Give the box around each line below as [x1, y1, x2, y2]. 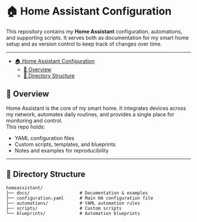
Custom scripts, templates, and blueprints [14, 141, 116, 148]
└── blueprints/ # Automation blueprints [6, 210, 141, 216]
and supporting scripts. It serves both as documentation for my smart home [6, 34, 189, 41]
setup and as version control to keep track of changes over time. [6, 40, 162, 47]
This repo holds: [6, 123, 46, 130]
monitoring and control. [6, 117, 63, 124]
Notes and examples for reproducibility [14, 147, 109, 154]
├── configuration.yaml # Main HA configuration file [6, 195, 154, 201]
